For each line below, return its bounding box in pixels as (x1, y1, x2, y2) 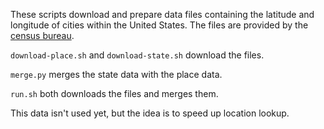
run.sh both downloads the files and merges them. (10, 88, 219, 99)
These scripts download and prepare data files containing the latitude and (10, 9, 315, 20)
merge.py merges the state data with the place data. (10, 69, 223, 80)
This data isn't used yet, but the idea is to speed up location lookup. (10, 107, 290, 119)
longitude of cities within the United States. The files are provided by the (10, 19, 309, 31)
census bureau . (10, 30, 75, 41)
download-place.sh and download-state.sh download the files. (10, 49, 265, 61)
